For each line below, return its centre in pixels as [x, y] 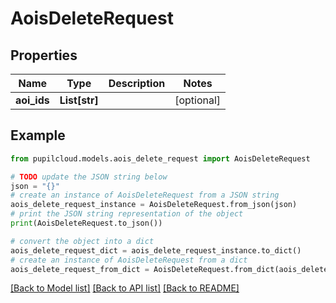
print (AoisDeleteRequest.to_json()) [86, 223]
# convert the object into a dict [82, 241]
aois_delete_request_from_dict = [80, 269]
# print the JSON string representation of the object [127, 214]
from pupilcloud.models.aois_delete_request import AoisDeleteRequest [160, 158]
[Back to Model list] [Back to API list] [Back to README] [125, 288]
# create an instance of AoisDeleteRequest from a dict [129, 260]
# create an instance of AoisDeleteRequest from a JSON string [145, 195]
